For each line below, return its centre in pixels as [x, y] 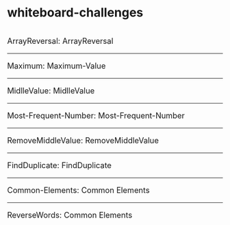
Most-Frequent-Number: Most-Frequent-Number [96, 116]
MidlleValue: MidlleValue [51, 91]
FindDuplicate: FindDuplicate [59, 166]
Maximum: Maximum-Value [56, 66]
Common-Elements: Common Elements [78, 190]
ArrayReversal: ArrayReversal [60, 41]
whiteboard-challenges [75, 13]
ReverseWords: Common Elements [70, 215]
